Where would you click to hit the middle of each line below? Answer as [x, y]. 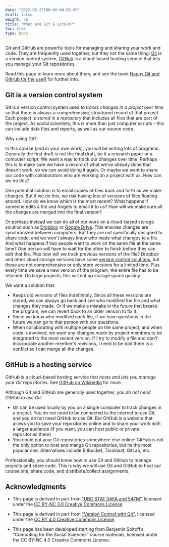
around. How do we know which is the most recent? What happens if [77, 201]
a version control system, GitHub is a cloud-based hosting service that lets [83, 58]
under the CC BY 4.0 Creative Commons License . [64, 520]
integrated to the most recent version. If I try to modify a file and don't [85, 338]
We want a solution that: [30, 285]
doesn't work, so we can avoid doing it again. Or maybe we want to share [81, 170]
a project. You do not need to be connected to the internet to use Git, [84, 412]
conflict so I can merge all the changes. [53, 349]
